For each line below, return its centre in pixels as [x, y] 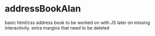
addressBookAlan [43, 9]
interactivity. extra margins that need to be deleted [57, 27]
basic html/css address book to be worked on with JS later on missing [77, 22]
